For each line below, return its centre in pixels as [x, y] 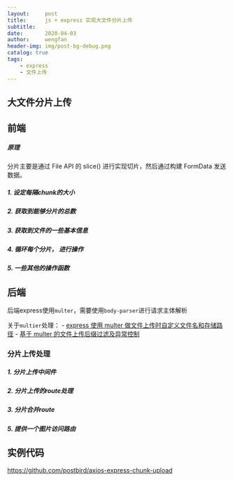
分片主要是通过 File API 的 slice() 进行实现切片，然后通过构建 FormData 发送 [117, 166]
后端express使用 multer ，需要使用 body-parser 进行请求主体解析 [97, 310]
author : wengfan [37, 40]
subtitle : [22, 27]
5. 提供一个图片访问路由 [41, 429]
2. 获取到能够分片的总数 [42, 211]
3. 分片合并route [31, 410]
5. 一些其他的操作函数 [38, 268]
